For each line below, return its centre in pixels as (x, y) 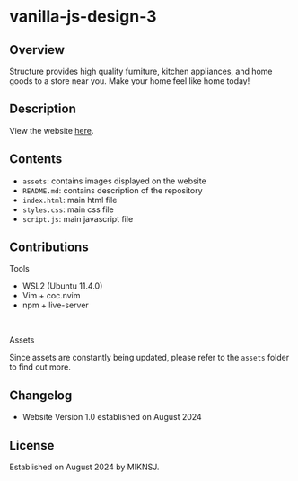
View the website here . (52, 130)
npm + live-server (56, 305)
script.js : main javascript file (78, 218)
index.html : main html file (70, 200)
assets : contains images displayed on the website (114, 181)
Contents (36, 159)
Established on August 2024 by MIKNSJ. (84, 467)
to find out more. (40, 367)
